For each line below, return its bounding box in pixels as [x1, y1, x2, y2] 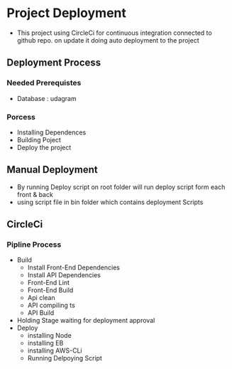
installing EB [27, 339, 64, 348]
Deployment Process [6, 57, 101, 69]
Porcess [6, 112, 36, 122]
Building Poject [16, 135, 62, 144]
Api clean [27, 294, 55, 302]
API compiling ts [27, 301, 75, 310]
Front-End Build [27, 286, 74, 294]
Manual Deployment [6, 164, 98, 176]
